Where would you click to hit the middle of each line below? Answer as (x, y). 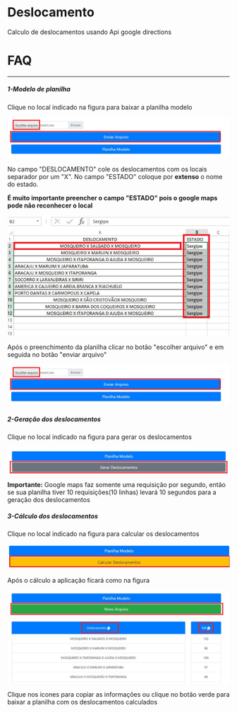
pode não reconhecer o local (50, 205)
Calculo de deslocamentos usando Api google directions (89, 32)
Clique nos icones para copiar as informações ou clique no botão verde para (119, 695)
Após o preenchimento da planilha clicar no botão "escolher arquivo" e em (116, 347)
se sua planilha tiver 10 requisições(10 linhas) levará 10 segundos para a (112, 492)
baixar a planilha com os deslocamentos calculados (82, 702)
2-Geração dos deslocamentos (54, 419)
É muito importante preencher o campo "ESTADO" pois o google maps (113, 198)
